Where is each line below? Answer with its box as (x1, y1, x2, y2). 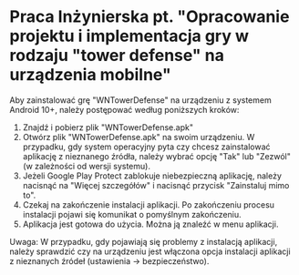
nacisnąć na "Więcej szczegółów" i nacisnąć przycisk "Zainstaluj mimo (22, 179, 290, 190)
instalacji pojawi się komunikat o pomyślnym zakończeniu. (22, 209, 242, 219)
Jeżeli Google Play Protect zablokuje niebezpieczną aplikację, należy (22, 170, 283, 181)
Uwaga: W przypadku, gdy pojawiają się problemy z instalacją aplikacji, (9, 236, 278, 247)
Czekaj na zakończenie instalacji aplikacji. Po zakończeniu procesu (22, 199, 275, 210)
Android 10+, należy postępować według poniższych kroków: (9, 104, 240, 115)
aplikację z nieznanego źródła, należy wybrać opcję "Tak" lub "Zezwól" (22, 150, 292, 161)
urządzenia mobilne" (9, 65, 171, 86)
